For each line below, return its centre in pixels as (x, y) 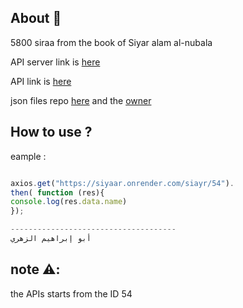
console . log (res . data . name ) (69, 202)
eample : (28, 156)
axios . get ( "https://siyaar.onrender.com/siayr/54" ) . (122, 183)
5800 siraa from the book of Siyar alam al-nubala (111, 42)
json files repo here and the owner (81, 100)
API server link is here (55, 62)
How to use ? (51, 132)
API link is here (41, 81)
